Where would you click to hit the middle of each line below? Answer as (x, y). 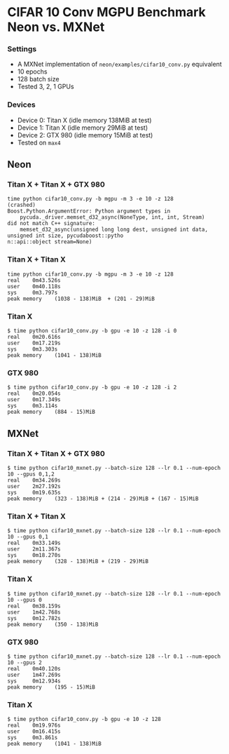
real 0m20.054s (34, 393)
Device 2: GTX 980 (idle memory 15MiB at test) (85, 135)
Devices (22, 105)
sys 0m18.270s (34, 556)
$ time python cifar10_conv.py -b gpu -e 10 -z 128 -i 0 (92, 331)
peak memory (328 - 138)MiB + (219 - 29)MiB (78, 562)
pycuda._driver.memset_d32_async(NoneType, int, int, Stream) (112, 217)
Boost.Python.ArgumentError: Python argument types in (89, 211)
